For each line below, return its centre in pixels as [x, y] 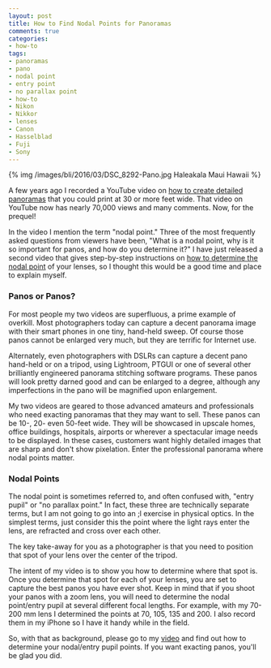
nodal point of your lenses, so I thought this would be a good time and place [135, 267]
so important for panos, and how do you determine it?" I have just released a [136, 249]
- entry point [32, 84]
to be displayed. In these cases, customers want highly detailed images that [135, 440]
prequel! [22, 217]
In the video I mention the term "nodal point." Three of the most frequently [132, 232]
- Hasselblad [30, 136]
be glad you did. [35, 655]
